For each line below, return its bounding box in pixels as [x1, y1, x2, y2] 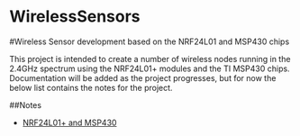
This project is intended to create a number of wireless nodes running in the [9, 53, 291, 64]
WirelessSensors [9, 6, 141, 27]
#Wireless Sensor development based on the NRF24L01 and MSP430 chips [9, 36, 290, 47]
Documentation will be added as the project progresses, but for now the [9, 72, 277, 83]
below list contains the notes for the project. [9, 82, 173, 93]
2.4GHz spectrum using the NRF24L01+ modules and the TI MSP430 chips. [9, 63, 290, 74]
